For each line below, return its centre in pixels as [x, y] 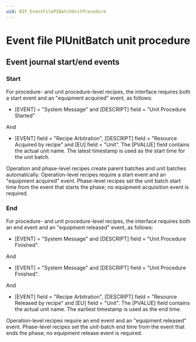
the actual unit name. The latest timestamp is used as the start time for [100, 151]
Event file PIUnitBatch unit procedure [98, 40]
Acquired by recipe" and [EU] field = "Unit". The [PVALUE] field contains [102, 144]
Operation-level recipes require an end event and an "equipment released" [96, 320]
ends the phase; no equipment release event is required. [74, 333]
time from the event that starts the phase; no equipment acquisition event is [97, 187]
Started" [25, 116]
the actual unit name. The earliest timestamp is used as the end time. [98, 309]
